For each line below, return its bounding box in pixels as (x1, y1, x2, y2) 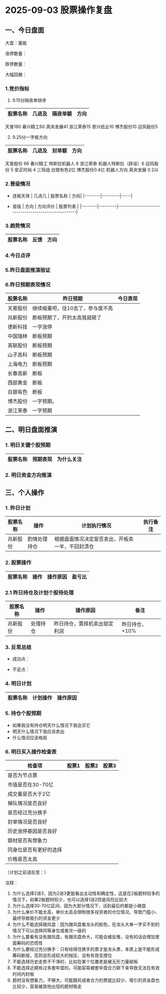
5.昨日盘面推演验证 (5, 266, 51, 273)
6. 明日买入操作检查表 (5, 748, 57, 755)
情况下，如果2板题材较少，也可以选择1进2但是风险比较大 (12, 897, 128, 903)
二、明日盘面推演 (5, 425, 57, 434)
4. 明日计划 (5, 680, 32, 687)
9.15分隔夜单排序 (12, 97, 46, 103)
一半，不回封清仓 (54, 543, 94, 550)
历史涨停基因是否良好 (7, 828, 58, 835)
